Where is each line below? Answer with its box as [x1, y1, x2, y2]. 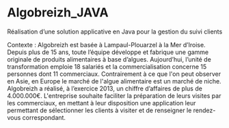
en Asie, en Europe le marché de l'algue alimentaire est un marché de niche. [7, 77, 221, 85]
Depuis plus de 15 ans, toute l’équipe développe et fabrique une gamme [7, 48, 209, 56]
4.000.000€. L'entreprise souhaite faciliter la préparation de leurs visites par [7, 91, 221, 100]
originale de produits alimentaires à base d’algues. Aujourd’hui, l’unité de [7, 55, 212, 63]
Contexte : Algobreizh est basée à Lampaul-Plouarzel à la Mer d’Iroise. [7, 40, 206, 49]
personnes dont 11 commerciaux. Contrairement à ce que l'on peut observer [7, 70, 221, 78]
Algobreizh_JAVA [7, 5, 109, 21]
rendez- [193, 106, 216, 114]
